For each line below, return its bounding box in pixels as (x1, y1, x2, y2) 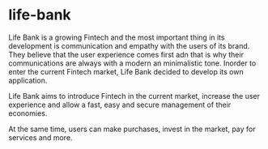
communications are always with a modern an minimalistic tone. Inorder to (8, 58, 257, 68)
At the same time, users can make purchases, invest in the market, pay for (8, 124, 256, 134)
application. (8, 75, 48, 85)
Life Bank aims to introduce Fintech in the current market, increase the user (8, 91, 261, 100)
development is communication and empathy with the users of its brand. (8, 40, 250, 50)
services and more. (8, 132, 73, 143)
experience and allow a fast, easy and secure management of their (8, 100, 232, 109)
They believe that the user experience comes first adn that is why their (8, 49, 245, 59)
